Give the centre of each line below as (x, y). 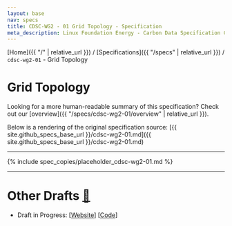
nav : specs (23, 20)
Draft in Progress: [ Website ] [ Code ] (67, 215)
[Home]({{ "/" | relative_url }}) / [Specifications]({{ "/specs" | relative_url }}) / (116, 52)
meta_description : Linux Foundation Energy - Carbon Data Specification (114, 33)
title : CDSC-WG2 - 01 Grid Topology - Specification (85, 26)
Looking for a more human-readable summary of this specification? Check (113, 107)
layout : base (26, 13)
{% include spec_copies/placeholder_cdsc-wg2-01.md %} (90, 162)
